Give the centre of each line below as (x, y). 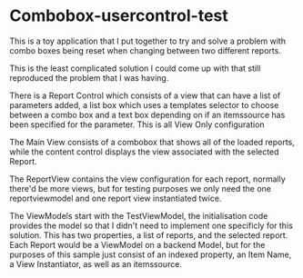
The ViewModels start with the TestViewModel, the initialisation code (139, 215)
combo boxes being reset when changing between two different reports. (146, 50)
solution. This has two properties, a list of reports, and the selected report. (149, 235)
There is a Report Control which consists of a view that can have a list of (145, 95)
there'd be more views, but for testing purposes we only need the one (140, 188)
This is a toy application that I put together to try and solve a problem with (148, 41)
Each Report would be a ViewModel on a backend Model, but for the (137, 244)
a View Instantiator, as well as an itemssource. (96, 263)
